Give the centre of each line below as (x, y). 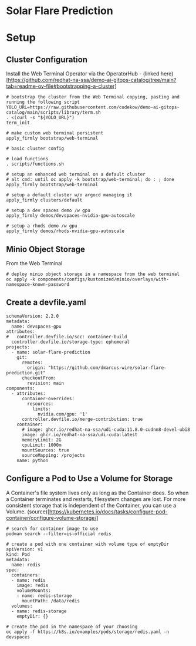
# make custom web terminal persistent (55, 133)
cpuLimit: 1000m (41, 445)
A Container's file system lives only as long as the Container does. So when (97, 493)
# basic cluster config (35, 149)
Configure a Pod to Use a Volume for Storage (89, 479)
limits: (41, 409)
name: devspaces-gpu (36, 326)
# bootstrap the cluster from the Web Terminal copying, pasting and (93, 97)
